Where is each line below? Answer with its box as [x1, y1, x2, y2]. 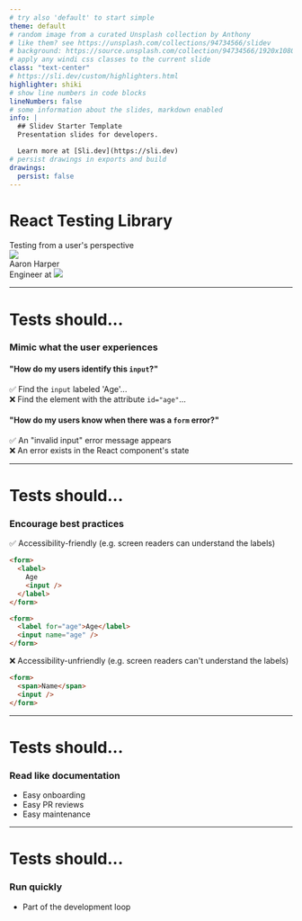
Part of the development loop [22, 901, 131, 912]
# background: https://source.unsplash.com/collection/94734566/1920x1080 [9, 47, 296, 56]
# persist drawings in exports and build [9, 155, 167, 164]
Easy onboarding [22, 790, 85, 800]
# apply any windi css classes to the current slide [9, 55, 211, 64]
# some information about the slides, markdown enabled [9, 105, 223, 114]
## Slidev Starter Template [17, 122, 123, 131]
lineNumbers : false [9, 96, 83, 106]
